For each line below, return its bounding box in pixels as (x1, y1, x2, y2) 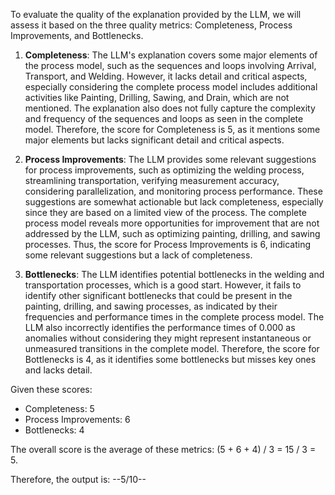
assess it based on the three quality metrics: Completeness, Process (10, 19, 293, 31)
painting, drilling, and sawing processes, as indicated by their (24, 300, 278, 312)
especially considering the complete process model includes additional (24, 81, 318, 93)
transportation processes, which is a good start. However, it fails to (24, 279, 302, 291)
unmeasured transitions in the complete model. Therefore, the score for (24, 343, 320, 354)
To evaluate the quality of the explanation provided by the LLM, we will (10, 9, 302, 20)
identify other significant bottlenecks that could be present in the (24, 290, 293, 301)
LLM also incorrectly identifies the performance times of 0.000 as (24, 322, 296, 333)
